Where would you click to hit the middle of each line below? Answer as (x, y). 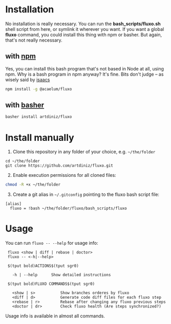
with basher (25, 105)
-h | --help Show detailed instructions (61, 275)
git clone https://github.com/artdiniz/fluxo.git (59, 166)
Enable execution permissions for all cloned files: (64, 175)
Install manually (40, 138)
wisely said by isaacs (28, 79)
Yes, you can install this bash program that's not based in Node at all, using (85, 68)
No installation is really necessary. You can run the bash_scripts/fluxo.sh (83, 24)
